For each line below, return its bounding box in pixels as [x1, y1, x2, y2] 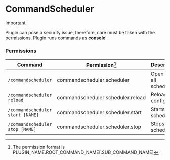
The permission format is [12, 144, 65, 150]
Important [5, 20, 26, 26]
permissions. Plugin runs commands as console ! [5, 35, 107, 41]
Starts [150, 105, 165, 113]
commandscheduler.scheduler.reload [57, 94, 146, 101]
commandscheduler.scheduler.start [57, 109, 142, 116]
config [150, 97, 166, 104]
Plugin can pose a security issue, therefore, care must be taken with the [5, 29, 155, 35]
